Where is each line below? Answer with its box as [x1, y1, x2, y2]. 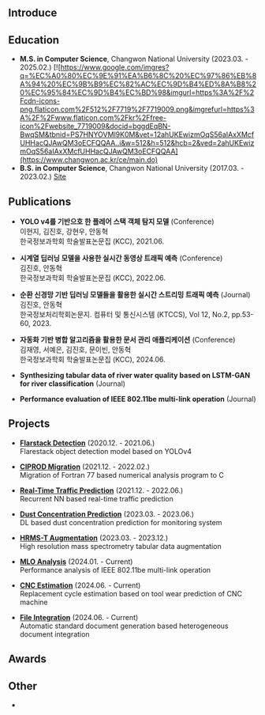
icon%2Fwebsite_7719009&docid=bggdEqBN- [19, 122, 171, 131]
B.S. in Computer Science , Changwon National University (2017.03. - [19, 164, 244, 173]
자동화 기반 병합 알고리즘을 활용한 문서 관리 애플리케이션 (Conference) [19, 335, 236, 345]
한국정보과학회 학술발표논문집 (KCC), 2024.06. [19, 355, 166, 365]
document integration [19, 629, 90, 639]
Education [8, 33, 60, 47]
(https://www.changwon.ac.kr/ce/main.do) [19, 155, 159, 165]
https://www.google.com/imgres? [60, 62, 170, 72]
